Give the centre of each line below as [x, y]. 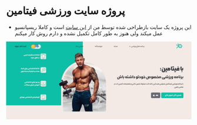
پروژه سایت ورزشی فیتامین [66, 11]
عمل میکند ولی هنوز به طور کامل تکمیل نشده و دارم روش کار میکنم [89, 33]
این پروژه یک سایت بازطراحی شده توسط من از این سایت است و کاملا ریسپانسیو [103, 27]
